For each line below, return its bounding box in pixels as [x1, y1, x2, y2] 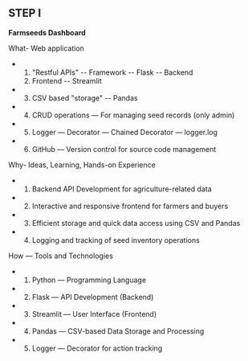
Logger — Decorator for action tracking [31, 343, 163, 353]
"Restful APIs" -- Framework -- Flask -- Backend [31, 68, 193, 77]
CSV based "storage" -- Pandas [31, 92, 138, 103]
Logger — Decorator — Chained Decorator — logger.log [31, 127, 218, 137]
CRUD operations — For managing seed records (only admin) [31, 110, 235, 120]
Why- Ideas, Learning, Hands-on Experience [8, 160, 157, 170]
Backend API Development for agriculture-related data [31, 184, 213, 194]
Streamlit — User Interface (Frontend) [31, 309, 157, 318]
